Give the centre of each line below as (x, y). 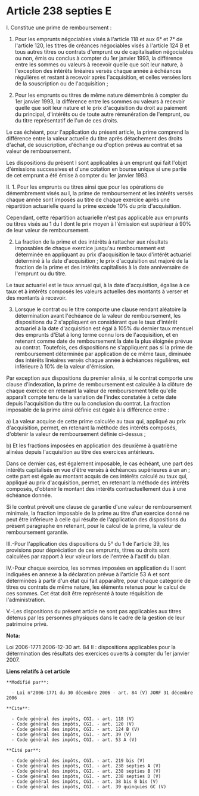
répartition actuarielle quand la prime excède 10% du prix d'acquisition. (94, 206)
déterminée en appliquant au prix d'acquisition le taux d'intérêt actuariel (103, 254)
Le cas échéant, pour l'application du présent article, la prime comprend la (98, 132)
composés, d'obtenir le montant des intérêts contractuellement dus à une (96, 488)
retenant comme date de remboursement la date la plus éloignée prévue (103, 341)
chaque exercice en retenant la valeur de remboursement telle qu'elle (91, 391)
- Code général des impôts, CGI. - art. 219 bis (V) (78, 760)
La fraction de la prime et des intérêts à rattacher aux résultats (91, 242)
